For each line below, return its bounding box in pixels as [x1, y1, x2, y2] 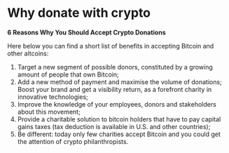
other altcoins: [7, 49, 49, 58]
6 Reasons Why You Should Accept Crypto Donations [7, 28, 166, 36]
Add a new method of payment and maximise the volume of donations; [17, 77, 222, 86]
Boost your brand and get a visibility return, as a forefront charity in [17, 85, 212, 93]
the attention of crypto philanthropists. [17, 137, 129, 145]
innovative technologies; [17, 93, 89, 101]
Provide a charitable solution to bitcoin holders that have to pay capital [17, 114, 221, 124]
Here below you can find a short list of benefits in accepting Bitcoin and [7, 41, 214, 50]
